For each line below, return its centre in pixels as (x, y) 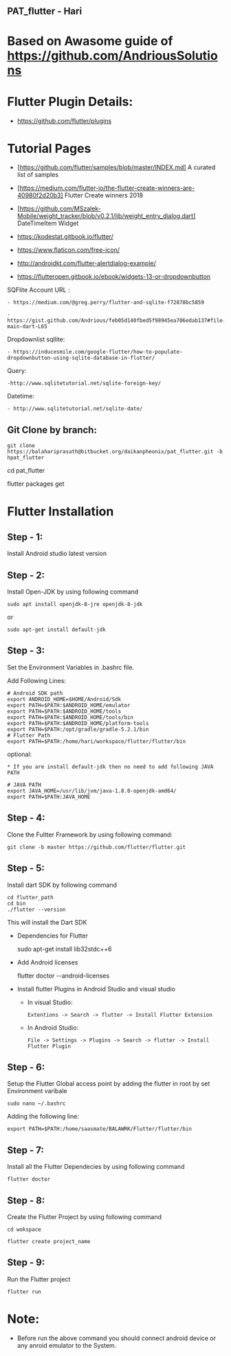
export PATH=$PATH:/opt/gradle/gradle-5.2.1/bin (78, 729)
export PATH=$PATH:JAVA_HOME (49, 797)
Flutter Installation (60, 512)
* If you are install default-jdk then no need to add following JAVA (110, 766)
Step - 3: (26, 650)
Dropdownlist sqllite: (36, 339)
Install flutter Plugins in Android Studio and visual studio (96, 989)
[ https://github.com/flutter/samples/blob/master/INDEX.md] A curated (116, 167)
